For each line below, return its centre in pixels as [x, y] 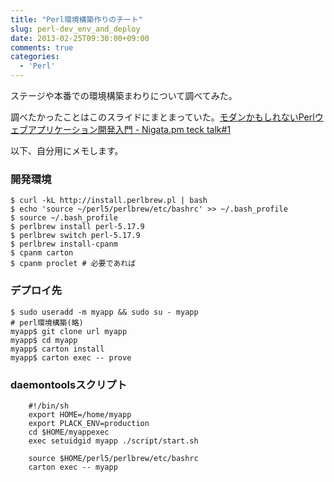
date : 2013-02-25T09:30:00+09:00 [80, 38]
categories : [35, 57]
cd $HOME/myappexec [69, 432]
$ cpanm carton [42, 253]
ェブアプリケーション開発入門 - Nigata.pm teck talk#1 [121, 129]
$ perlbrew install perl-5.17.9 [77, 227]
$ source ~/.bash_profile [64, 218]
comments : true [42, 47]
